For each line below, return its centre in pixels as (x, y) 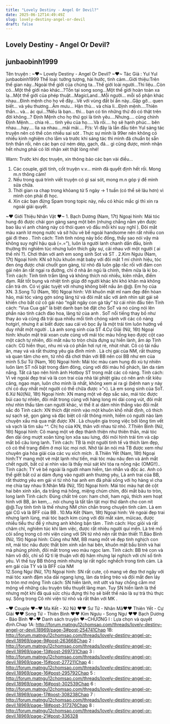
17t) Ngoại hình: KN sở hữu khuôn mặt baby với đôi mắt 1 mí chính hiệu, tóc (83, 259)
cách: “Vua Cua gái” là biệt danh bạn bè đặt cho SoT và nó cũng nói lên (80, 308)
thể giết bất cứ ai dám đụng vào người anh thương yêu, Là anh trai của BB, (83, 475)
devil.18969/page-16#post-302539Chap (48, 684)
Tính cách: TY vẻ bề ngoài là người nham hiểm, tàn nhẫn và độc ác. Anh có (84, 470)
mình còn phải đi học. (36, 196)
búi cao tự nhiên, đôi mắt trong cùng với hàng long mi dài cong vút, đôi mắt (84, 399)
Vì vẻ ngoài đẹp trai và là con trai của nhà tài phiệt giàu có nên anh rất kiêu (83, 378)
